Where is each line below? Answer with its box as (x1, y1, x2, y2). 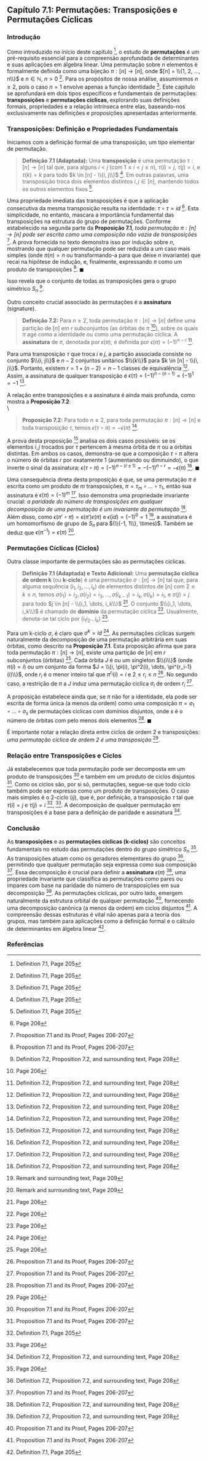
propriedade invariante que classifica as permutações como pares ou (7, 875, 183, 882)
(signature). (7, 304, 36, 312)
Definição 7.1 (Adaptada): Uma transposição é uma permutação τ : (21, 157, 193, 164)
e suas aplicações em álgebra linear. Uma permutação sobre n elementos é (7, 61, 198, 68)
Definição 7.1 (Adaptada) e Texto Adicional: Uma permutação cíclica (21, 570, 199, 577)
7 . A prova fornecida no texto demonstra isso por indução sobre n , (7, 237, 174, 245)
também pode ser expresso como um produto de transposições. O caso (7, 787, 189, 794)
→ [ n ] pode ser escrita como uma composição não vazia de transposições (7, 231, 197, 238)
